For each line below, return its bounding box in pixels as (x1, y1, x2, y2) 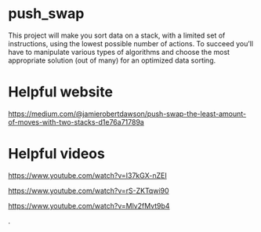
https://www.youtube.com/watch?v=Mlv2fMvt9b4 (8, 201, 170, 210)
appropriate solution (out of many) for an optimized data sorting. (8, 56, 216, 65)
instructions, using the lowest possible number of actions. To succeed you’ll (8, 38, 253, 48)
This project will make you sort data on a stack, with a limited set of (8, 31, 226, 40)
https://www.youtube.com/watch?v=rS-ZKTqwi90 (8, 186, 170, 195)
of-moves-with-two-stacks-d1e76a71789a (8, 117, 145, 126)
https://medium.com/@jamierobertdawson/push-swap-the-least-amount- (8, 109, 247, 118)
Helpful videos (8, 145, 106, 163)
